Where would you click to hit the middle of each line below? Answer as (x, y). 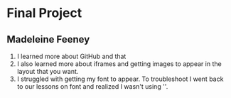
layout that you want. (48, 71)
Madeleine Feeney (48, 39)
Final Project (44, 13)
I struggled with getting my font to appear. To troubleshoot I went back (120, 79)
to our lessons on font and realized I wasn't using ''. (92, 86)
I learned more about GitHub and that (71, 56)
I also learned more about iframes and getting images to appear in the (119, 64)
